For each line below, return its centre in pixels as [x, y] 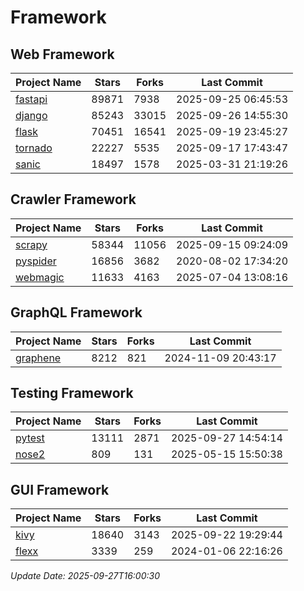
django [31, 115]
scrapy [31, 244]
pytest [30, 438]
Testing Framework [72, 393]
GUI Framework [60, 489]
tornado [34, 148]
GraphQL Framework [76, 312]
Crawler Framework [73, 199]
